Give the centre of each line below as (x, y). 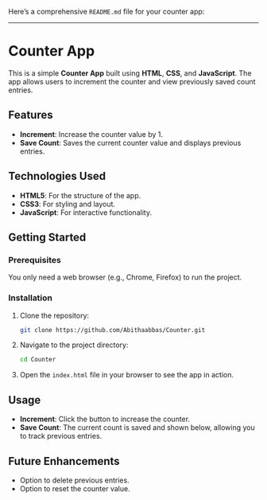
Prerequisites (35, 260)
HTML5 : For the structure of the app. (80, 195)
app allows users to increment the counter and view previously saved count (132, 81)
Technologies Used (57, 176)
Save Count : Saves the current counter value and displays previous (130, 143)
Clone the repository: (54, 315)
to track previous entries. (61, 436)
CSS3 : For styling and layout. (68, 204)
